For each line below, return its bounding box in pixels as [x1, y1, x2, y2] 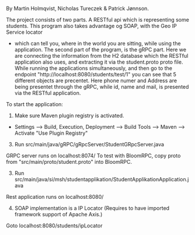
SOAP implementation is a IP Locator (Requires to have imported [14, 205, 170, 212]
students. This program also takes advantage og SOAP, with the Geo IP [6, 23, 177, 29]
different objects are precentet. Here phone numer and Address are [14, 77, 177, 84]
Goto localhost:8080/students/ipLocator [6, 222, 103, 229]
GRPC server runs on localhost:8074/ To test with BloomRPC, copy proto [6, 152, 181, 159]
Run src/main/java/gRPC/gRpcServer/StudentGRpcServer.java [14, 141, 165, 148]
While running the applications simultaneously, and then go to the [14, 65, 172, 72]
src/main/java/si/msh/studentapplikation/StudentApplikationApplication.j [14, 176, 189, 183]
